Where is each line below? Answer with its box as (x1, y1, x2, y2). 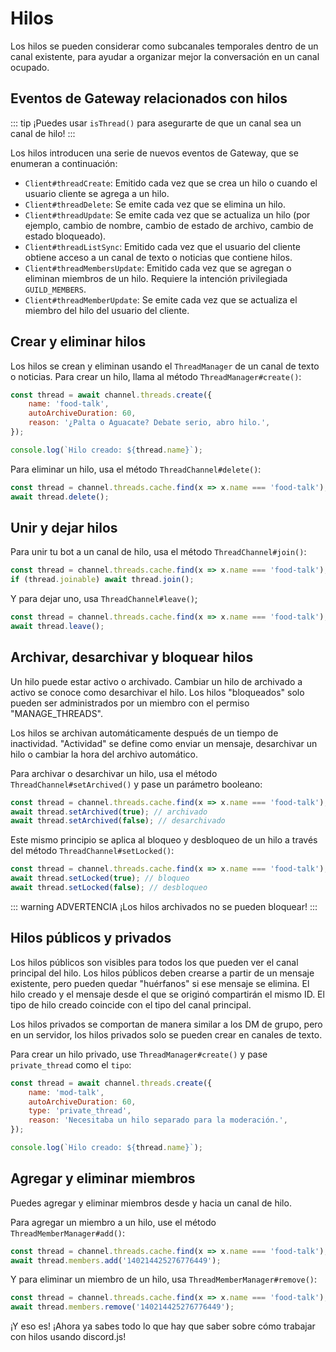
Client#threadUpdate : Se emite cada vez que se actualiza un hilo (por (24, 208, 311, 221)
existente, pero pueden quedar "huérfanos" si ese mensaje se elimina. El (10, 977, 310, 989)
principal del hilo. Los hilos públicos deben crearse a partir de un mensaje (10, 967, 315, 979)
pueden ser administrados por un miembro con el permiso (10, 697, 250, 709)
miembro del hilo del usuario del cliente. (24, 304, 190, 316)
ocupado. (10, 61, 50, 73)
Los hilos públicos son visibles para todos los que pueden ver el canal (10, 956, 299, 968)
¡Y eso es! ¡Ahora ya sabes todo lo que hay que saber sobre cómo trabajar (10, 1320, 316, 1332)
